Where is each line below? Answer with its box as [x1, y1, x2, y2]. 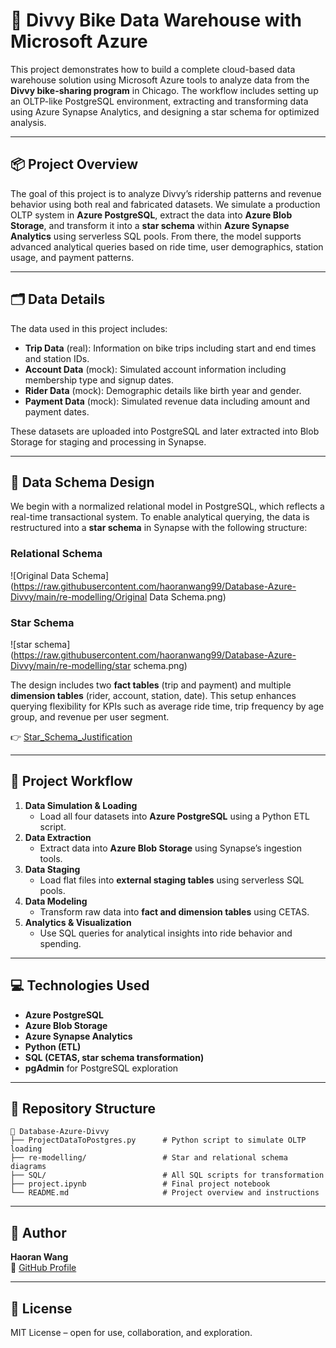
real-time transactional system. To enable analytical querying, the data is [10, 511, 310, 523]
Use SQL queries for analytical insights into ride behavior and [39, 927, 293, 939]
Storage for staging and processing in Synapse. [10, 435, 207, 448]
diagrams [10, 1162, 47, 1172]
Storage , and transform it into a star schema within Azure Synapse [10, 219, 290, 231]
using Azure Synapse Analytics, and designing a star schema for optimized [10, 105, 320, 118]
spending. [39, 937, 82, 949]
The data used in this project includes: [10, 322, 168, 334]
